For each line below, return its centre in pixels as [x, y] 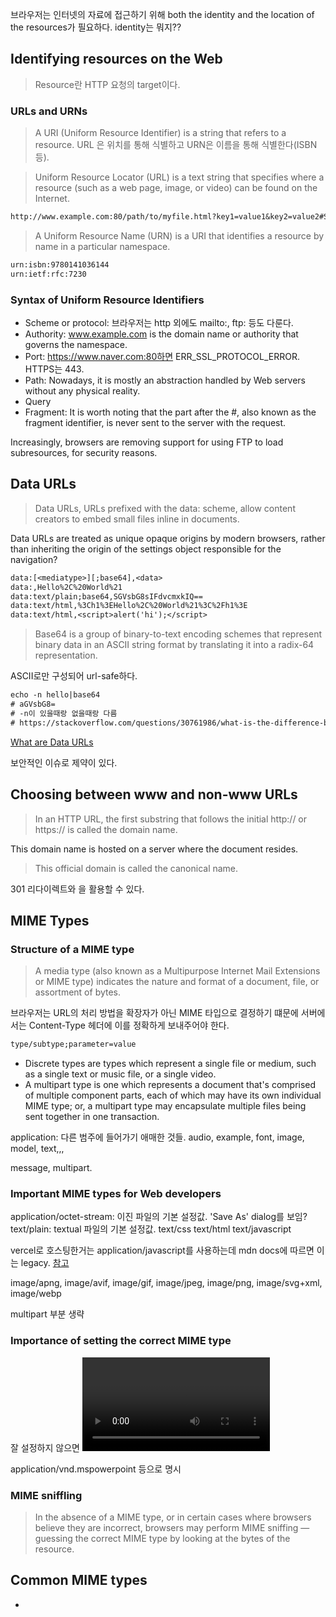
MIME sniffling [46, 1495]
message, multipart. [51, 1168]
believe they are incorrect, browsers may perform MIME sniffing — [172, 1527]
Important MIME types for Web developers [116, 1194]
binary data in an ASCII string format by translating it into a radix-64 [174, 645]
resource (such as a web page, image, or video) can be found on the [176, 188]
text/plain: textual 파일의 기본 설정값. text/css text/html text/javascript [151, 1229]
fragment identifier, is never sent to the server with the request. [155, 423]
